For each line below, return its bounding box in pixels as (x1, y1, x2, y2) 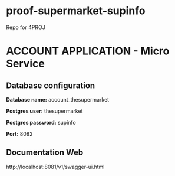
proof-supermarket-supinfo (6, 4, 146, 18)
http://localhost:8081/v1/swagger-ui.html (6, 163, 105, 170)
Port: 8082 (6, 130, 33, 137)
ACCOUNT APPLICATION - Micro (6, 44, 170, 58)
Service (6, 57, 45, 70)
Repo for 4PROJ (6, 24, 45, 31)
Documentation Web (6, 148, 84, 158)
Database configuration (6, 80, 95, 90)
